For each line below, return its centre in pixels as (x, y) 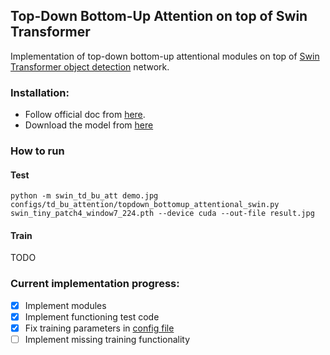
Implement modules (65, 305)
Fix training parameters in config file (99, 328)
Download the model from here (89, 125)
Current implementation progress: (95, 284)
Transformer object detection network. (90, 66)
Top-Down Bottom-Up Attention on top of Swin (159, 16)
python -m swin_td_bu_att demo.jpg (84, 196)
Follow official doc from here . (85, 115)
